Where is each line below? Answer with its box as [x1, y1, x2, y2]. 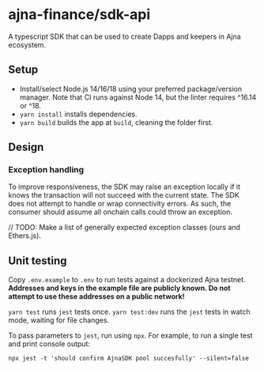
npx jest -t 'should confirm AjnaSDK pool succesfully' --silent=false [8, 354, 249, 363]
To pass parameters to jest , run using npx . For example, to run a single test [8, 330, 253, 341]
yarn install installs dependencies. [19, 109, 138, 119]
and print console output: [8, 339, 91, 349]
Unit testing [8, 254, 67, 267]
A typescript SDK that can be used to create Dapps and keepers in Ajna [8, 32, 241, 41]
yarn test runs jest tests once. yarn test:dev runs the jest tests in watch [8, 307, 251, 317]
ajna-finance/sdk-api [8, 6, 151, 24]
